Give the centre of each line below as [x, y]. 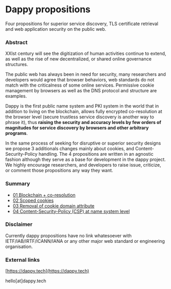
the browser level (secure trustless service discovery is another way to [80, 117]
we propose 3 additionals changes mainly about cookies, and [70, 149]
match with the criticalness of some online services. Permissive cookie [80, 85]
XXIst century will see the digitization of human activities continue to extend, [86, 54]
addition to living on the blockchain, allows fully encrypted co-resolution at [84, 112]
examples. [16, 96]
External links [22, 260]
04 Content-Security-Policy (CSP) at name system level [71, 211]
